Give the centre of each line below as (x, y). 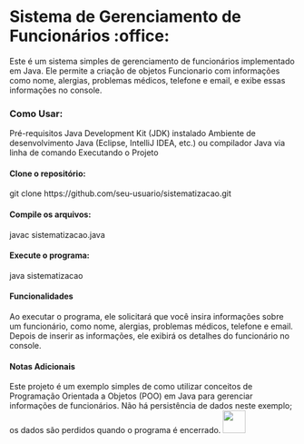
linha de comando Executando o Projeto (84, 153)
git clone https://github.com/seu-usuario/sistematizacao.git (120, 193)
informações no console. (56, 90)
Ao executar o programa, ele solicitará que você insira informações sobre (147, 317)
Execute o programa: (50, 255)
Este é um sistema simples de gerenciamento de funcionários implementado (152, 61)
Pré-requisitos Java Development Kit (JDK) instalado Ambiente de (133, 133)
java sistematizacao (46, 275)
